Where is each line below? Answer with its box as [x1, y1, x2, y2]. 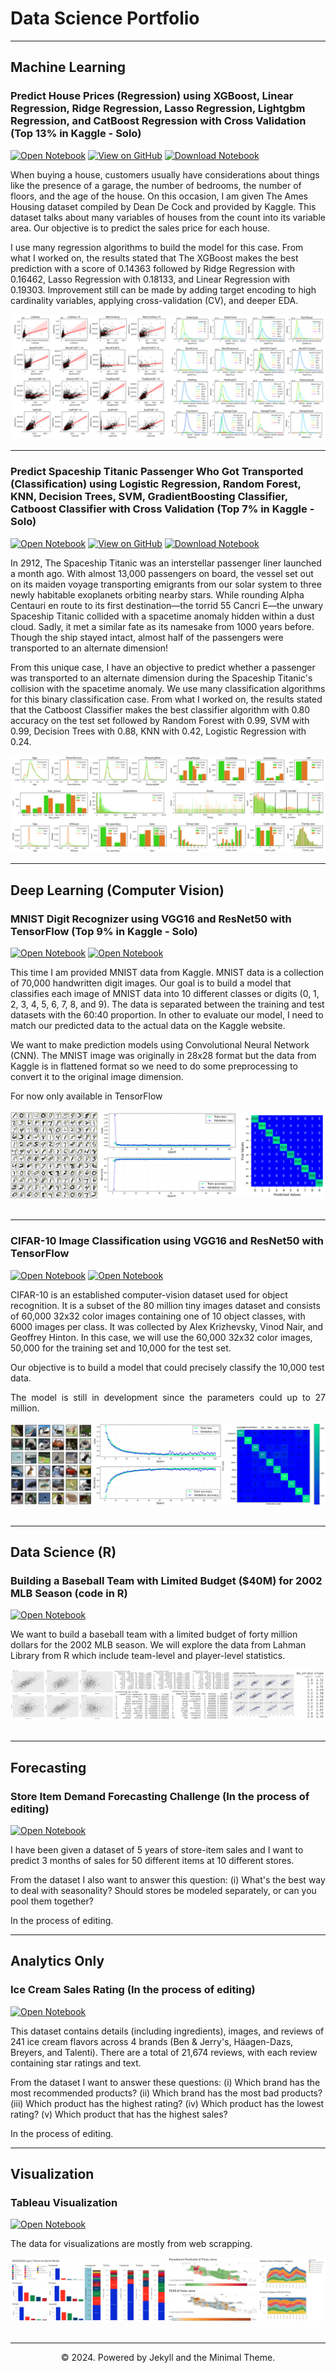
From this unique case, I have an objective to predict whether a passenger [10, 661, 316, 673]
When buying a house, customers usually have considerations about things [10, 168, 320, 181]
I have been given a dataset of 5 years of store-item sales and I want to [10, 1844, 304, 1856]
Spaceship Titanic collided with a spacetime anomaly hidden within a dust [10, 610, 315, 622]
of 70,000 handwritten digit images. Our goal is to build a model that [10, 977, 292, 989]
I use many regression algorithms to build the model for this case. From [10, 241, 304, 253]
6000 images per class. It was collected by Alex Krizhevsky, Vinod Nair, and [10, 1320, 324, 1332]
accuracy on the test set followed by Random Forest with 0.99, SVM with [10, 714, 310, 726]
